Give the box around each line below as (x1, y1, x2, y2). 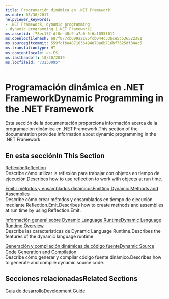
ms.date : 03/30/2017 (5, 12, 49, 17)
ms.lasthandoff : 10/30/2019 (5, 55, 65, 60)
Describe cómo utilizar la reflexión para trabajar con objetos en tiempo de (5, 170, 160, 176)
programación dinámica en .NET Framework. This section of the (5, 126, 138, 132)
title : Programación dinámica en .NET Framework (5, 7, 110, 13)
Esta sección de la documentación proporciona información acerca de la (5, 120, 158, 127)
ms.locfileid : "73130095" (5, 60, 60, 65)
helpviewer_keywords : (5, 17, 51, 22)
